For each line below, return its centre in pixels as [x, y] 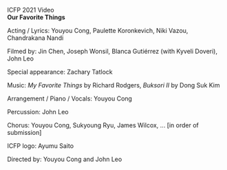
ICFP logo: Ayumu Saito [41, 146]
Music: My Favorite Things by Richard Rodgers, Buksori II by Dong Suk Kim [113, 85]
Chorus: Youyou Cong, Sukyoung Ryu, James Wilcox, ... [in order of [103, 125]
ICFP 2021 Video [31, 10]
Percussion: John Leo [38, 112]
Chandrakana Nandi [35, 38]
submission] [24, 132]
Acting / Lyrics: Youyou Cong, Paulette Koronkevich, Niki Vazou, [98, 31]
